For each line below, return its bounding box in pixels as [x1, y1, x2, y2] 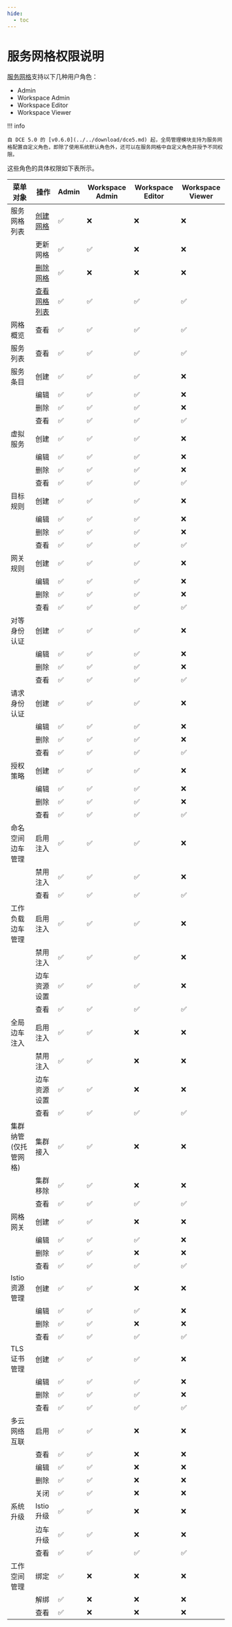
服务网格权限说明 [7, 48, 105, 64]
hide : [7, 10, 23, 17]
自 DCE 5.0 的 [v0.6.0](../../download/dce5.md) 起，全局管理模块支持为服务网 [7, 136, 223, 144]
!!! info [7, 122, 26, 130]
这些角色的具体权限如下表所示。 [7, 164, 98, 173]
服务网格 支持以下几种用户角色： [7, 73, 98, 81]
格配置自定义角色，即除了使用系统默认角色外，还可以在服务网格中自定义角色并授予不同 [7, 144, 218, 151]
